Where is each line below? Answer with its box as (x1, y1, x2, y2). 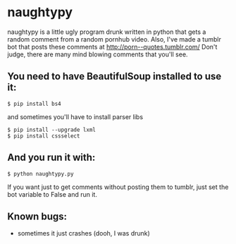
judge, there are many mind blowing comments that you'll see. (7, 50, 188, 59)
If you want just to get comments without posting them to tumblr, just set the (7, 183, 229, 191)
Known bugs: (7, 210, 68, 222)
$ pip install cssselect (7, 132, 80, 140)
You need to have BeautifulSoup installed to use (7, 71, 222, 83)
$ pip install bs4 (7, 100, 61, 107)
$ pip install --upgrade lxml (7, 126, 97, 133)
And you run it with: (7, 152, 96, 164)
